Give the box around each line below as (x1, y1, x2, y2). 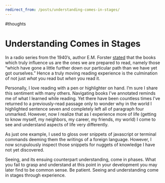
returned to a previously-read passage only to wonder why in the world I (5, 101, 152, 107)
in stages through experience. (5, 172, 66, 178)
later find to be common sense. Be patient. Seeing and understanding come (5, 167, 159, 173)
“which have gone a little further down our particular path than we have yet (5, 65, 158, 71)
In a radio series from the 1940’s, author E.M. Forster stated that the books (5, 54, 156, 60)
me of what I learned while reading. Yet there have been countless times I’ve (5, 95, 161, 101)
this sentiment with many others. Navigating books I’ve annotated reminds (5, 90, 156, 96)
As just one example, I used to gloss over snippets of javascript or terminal (5, 131, 157, 137)
